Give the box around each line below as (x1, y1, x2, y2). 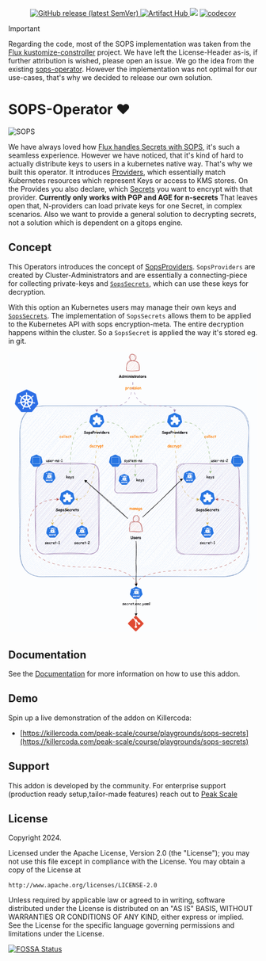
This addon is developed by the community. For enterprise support (8, 780, 226, 790)
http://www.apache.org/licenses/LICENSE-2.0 (8, 882, 158, 890)
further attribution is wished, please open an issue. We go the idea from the (8, 56, 255, 65)
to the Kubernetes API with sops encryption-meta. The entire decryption (8, 319, 244, 329)
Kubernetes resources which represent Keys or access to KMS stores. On (8, 175, 249, 185)
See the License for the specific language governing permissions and (8, 921, 235, 930)
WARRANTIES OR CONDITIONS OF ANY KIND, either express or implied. (8, 912, 244, 922)
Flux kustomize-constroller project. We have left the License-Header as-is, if (8, 48, 258, 57)
